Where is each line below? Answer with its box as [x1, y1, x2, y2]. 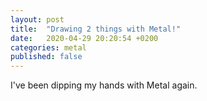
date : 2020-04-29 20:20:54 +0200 [10, 33, 159, 43]
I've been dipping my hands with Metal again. [10, 79, 198, 91]
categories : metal [10, 42, 87, 53]
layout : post [10, 14, 65, 25]
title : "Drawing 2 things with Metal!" [10, 24, 182, 34]
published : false [10, 52, 83, 62]
